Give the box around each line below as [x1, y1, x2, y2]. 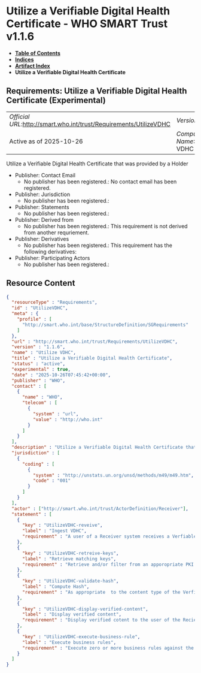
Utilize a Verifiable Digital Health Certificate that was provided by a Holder [6, 160, 188, 167]
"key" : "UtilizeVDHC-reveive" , [22, 523, 103, 529]
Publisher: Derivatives [14, 235, 69, 242]
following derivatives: [23, 248, 77, 255]
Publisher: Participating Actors [14, 254, 90, 261]
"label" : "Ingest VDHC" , [22, 528, 87, 534]
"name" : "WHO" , [22, 394, 63, 400]
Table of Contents [14, 49, 61, 56]
